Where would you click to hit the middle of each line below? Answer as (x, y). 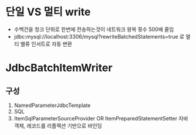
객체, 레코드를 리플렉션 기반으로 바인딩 (58, 126)
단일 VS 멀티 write (48, 12)
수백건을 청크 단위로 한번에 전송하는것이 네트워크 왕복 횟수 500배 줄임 (94, 29)
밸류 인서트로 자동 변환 (46, 44)
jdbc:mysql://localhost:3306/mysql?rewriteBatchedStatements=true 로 (99, 36)
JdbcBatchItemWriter (59, 68)
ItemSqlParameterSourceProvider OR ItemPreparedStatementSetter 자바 (101, 118)
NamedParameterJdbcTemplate (52, 105)
